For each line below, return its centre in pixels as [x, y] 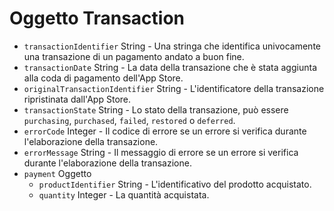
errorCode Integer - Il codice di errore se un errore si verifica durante [165, 131]
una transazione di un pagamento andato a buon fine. [134, 56]
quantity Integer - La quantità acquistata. [124, 194]
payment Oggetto [57, 173]
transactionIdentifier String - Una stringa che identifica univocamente [172, 46]
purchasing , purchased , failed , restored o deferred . [129, 120]
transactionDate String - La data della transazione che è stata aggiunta [170, 67]
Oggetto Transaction [97, 18]
